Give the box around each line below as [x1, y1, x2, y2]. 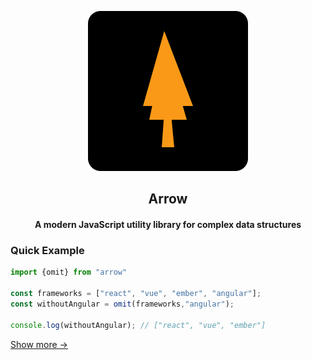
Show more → [10, 338, 68, 350]
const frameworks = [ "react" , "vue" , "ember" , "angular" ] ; [10, 289, 262, 299]
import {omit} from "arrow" [10, 267, 128, 278]
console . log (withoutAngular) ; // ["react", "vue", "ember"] [10, 320, 267, 330]
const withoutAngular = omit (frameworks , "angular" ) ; [10, 299, 235, 309]
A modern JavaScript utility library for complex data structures [34, 218, 302, 230]
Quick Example [10, 243, 85, 257]
